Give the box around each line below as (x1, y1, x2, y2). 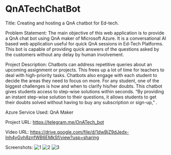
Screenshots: (5, 144, 33, 150)
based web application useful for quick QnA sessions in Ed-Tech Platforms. (5, 40, 164, 46)
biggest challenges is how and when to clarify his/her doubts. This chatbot (5, 83, 162, 89)
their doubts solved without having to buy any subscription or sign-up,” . (5, 99, 158, 105)
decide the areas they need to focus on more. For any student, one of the (5, 77, 159, 84)
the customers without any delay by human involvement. (5, 51, 124, 58)
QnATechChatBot (5, 3, 81, 15)
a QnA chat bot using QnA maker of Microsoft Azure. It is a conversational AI (5, 35, 166, 41)
